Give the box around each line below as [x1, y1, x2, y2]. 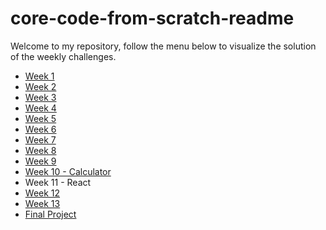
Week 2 [24, 80, 57, 92]
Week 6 [24, 123, 57, 135]
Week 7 [24, 133, 57, 146]
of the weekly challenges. [10, 50, 117, 62]
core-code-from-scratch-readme [10, 7, 295, 30]
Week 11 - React [24, 176, 92, 188]
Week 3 [24, 91, 57, 103]
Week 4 [24, 102, 57, 114]
